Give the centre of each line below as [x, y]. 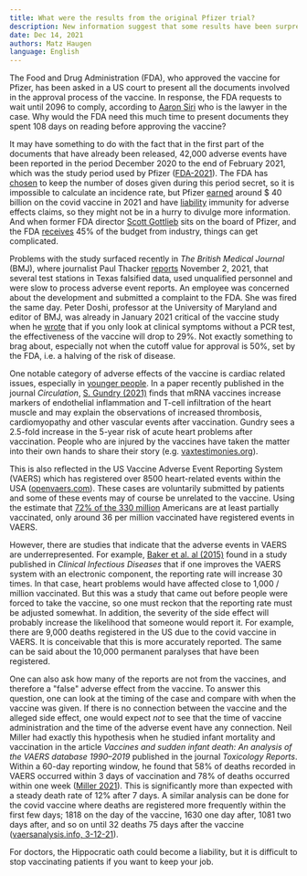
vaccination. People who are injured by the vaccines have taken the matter [150, 442]
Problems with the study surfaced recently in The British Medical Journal [147, 259]
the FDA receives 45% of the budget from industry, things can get [134, 232]
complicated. [34, 241]
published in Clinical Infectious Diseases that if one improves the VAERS [145, 565]
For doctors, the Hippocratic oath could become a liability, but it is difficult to [153, 852]
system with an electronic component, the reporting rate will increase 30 [146, 574]
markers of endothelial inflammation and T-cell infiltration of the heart [140, 403]
